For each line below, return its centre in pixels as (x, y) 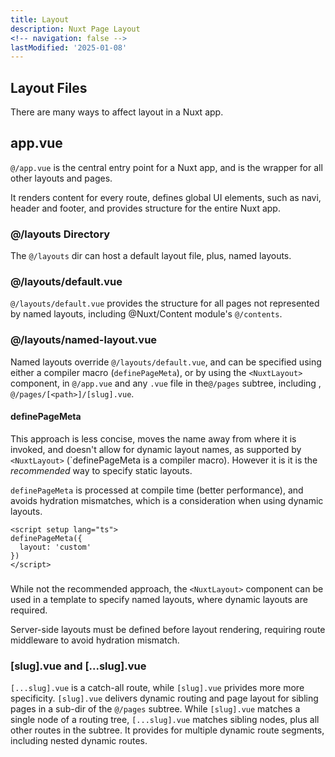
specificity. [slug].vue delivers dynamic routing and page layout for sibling (164, 698)
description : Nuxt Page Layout (75, 29)
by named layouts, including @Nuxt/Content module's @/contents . (146, 314)
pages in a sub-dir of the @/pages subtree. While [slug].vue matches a (155, 709)
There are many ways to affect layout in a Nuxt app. (117, 112)
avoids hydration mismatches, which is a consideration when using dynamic (167, 500)
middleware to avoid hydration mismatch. (95, 640)
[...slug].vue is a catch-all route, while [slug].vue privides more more (157, 688)
